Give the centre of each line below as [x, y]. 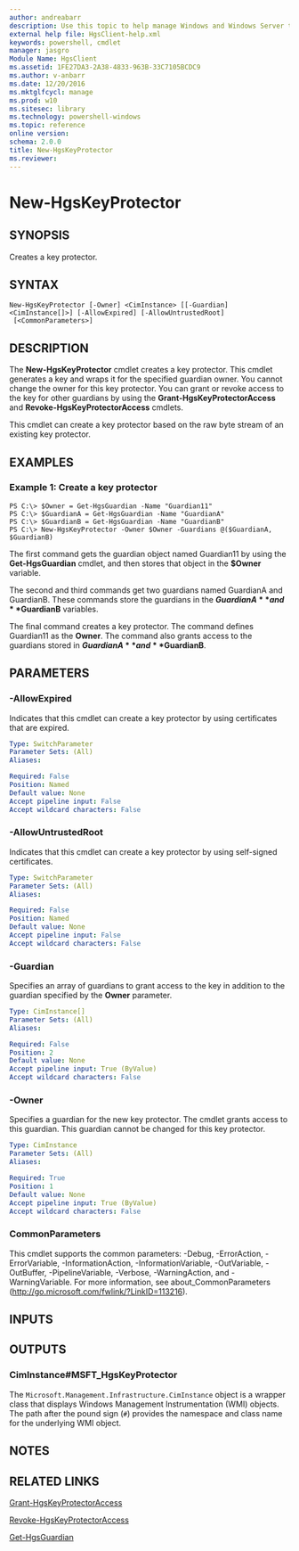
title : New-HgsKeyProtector [61, 150]
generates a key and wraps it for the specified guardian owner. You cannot [146, 379]
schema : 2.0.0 [36, 142]
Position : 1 [31, 1186]
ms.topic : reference [48, 126]
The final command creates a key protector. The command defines [131, 626]
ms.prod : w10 [33, 100]
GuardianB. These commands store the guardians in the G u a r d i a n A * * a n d [147, 599]
